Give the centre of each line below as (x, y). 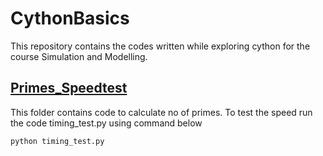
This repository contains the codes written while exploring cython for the (160, 46)
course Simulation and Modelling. (79, 56)
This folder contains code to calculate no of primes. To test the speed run (161, 112)
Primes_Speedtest (69, 88)
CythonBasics (70, 18)
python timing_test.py (57, 141)
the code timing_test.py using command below (106, 123)
